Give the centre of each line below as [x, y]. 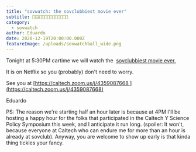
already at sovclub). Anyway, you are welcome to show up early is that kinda [98, 136]
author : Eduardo [26, 33]
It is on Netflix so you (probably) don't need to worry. [70, 72]
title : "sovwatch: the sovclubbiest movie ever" [66, 11]
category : [18, 22]
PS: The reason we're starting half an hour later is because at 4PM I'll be [93, 112]
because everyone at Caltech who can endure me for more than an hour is [96, 130]
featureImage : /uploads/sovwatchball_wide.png [64, 44]
